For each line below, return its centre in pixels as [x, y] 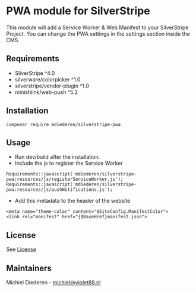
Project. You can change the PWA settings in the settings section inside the [98, 33]
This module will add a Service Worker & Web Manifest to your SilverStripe [97, 27]
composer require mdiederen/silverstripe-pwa [63, 124]
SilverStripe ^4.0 [35, 73]
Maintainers [29, 268]
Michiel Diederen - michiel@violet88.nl [53, 282]
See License [21, 249]
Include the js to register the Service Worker [69, 163]
